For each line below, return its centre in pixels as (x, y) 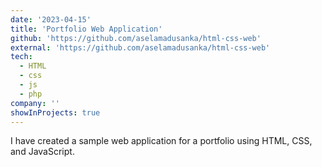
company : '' (35, 103)
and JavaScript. (42, 152)
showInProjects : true (55, 112)
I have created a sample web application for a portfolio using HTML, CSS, (161, 141)
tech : (21, 57)
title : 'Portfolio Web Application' (86, 29)
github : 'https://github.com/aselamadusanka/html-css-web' (136, 38)
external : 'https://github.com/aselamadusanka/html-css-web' (140, 47)
